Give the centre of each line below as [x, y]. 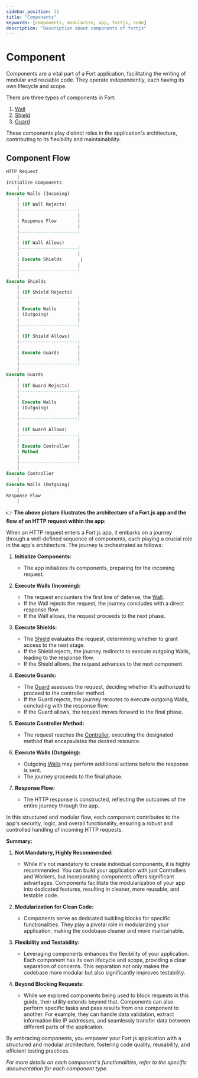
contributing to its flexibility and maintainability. [64, 139]
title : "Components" [32, 17]
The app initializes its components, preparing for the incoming [99, 568]
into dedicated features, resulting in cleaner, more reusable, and [101, 889]
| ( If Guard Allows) [42, 430]
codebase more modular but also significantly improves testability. [104, 973]
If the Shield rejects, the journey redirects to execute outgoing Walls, [107, 652]
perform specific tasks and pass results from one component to [101, 1008]
